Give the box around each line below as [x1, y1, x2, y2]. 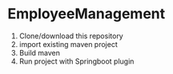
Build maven [18, 48, 61, 57]
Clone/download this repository [18, 31, 123, 41]
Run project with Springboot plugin [18, 56, 135, 66]
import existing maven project [18, 39, 118, 49]
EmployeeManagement [7, 5, 166, 23]
